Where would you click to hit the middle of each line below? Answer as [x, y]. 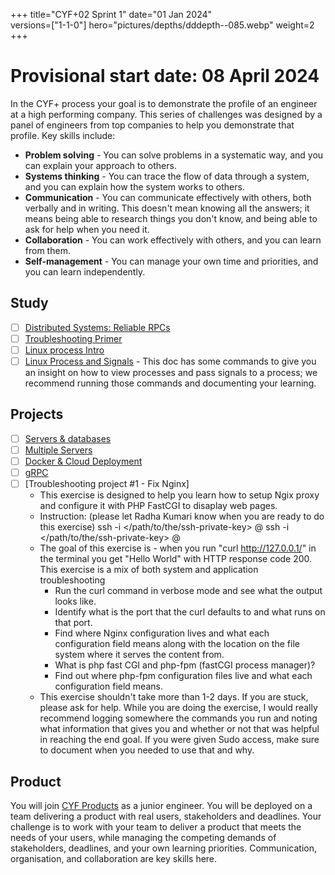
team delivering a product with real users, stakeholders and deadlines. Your [166, 816]
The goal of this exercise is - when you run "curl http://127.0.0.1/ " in [178, 548]
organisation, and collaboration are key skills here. [114, 858]
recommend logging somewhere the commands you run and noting [178, 718]
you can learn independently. [85, 271]
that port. [73, 623]
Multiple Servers [58, 450]
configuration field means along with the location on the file [177, 644]
